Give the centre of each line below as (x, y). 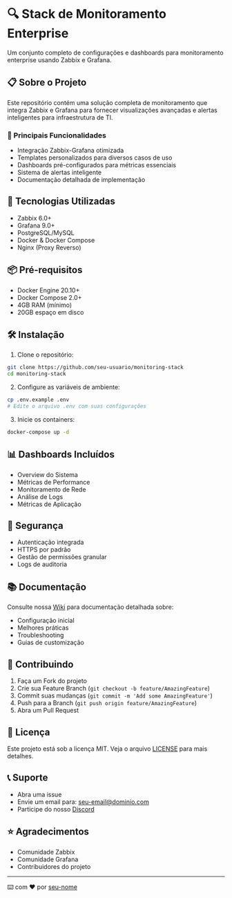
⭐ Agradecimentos (48, 832)
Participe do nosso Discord (56, 809)
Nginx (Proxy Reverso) (49, 247)
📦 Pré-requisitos (45, 270)
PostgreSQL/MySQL (46, 232)
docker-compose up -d (38, 432)
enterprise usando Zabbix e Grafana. (59, 59)
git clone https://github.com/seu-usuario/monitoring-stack (96, 368)
